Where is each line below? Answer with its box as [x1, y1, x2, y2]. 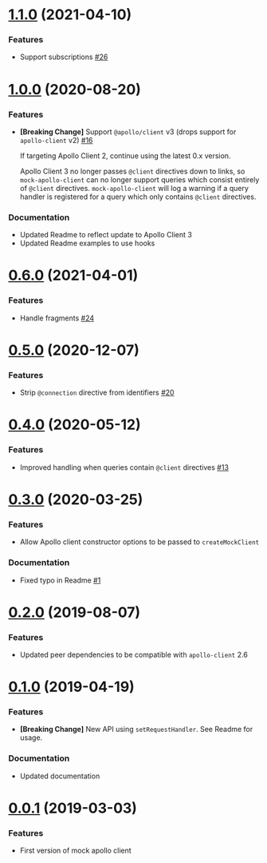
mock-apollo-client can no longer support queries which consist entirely [19, 174, 260, 185]
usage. [19, 733, 43, 742]
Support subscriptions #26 [19, 52, 108, 62]
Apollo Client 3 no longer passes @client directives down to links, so [19, 166, 245, 176]
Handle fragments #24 [19, 313, 94, 323]
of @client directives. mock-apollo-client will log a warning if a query [19, 183, 249, 193]
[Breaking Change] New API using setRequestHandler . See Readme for [19, 725, 253, 734]
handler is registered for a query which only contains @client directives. [19, 192, 257, 201]
